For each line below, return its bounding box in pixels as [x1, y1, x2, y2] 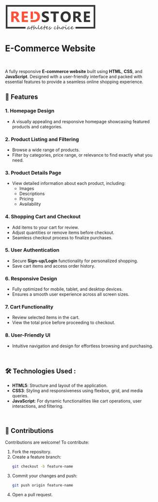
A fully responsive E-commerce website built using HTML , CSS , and [5, 68, 143, 74]
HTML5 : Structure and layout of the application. [12, 382, 108, 388]
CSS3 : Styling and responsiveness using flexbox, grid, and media [12, 388, 143, 394]
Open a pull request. [12, 492, 53, 498]
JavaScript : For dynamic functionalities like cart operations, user [12, 398, 142, 404]
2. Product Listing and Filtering [5, 136, 79, 143]
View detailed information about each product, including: [12, 180, 126, 186]
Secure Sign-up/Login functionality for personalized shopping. [12, 258, 138, 264]
